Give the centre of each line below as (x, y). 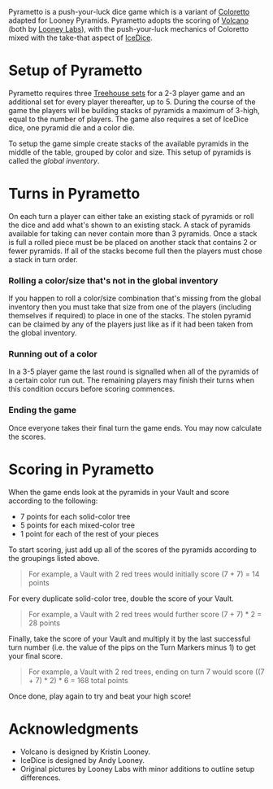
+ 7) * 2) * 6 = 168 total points (78, 680)
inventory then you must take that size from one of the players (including (130, 307)
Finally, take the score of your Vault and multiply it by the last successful (130, 638)
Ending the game (43, 410)
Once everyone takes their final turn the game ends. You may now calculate (135, 427)
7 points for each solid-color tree (75, 516)
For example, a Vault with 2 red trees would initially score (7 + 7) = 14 (144, 574)
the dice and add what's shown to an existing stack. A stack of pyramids (130, 225)
